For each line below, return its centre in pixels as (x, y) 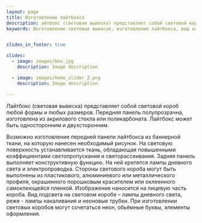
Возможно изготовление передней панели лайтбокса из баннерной (93, 137)
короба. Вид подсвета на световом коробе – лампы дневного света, (94, 194)
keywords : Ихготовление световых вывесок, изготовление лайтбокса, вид (98, 29)
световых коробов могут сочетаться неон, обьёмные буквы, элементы (98, 207)
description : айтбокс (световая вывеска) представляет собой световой (96, 23)
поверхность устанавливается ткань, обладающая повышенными (91, 149)
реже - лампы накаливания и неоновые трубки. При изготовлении (92, 201)
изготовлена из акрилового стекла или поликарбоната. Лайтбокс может (99, 119)
